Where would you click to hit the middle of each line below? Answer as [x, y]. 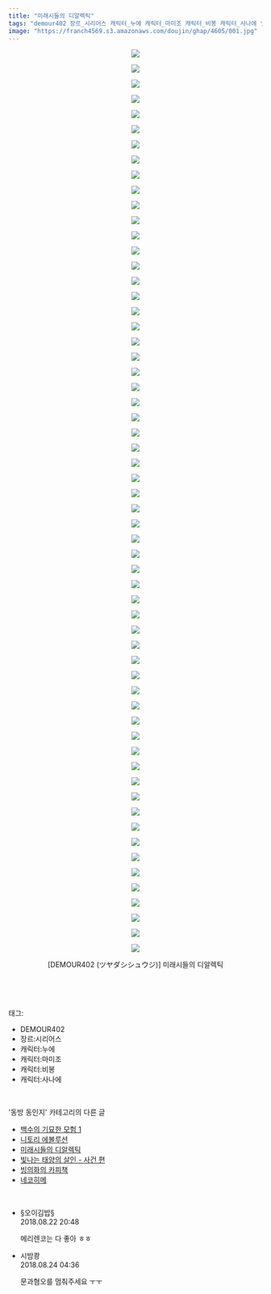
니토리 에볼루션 [44, 1140]
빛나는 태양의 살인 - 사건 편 [63, 1160]
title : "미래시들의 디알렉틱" [52, 16]
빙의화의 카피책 [44, 1170]
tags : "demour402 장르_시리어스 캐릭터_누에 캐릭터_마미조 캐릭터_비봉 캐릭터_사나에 [133, 23]
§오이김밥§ [37, 1213]
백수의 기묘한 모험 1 [51, 1130]
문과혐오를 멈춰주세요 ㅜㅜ [61, 1282]
